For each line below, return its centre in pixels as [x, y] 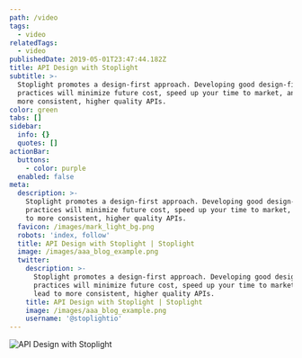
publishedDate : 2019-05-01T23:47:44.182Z [88, 59]
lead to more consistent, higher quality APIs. [124, 293]
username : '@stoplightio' [74, 319]
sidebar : [26, 127]
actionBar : [30, 151]
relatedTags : [34, 43]
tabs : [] [26, 118]
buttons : [34, 160]
